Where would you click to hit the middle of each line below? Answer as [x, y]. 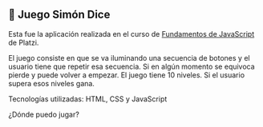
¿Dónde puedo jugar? [44, 114]
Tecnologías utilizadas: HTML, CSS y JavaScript [88, 99]
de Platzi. [24, 42]
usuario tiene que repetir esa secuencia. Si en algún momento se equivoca [131, 66]
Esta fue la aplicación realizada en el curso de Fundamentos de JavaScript [131, 34]
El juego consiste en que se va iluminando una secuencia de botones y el [129, 58]
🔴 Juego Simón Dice [59, 15]
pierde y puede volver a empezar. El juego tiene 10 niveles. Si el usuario [127, 75]
